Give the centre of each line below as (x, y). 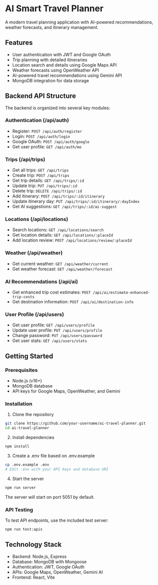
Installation (19, 404)
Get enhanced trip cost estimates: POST (51, 292)
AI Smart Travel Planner (54, 9)
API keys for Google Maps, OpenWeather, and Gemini (66, 391)
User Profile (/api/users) (35, 314)
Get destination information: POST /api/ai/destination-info (73, 302)
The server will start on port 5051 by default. (50, 497)
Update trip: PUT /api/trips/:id (45, 186)
